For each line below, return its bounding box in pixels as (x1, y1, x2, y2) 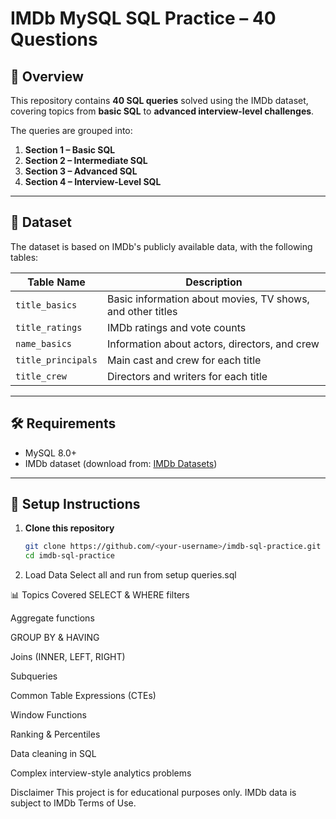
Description (185, 275, 243, 289)
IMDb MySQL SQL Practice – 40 (10, 7, 277, 30)
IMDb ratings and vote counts (106, 320, 247, 334)
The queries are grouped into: (10, 125, 133, 136)
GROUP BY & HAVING (10, 632, 100, 644)
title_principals (15, 354, 98, 366)
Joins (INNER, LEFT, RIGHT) (10, 651, 126, 663)
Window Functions (10, 709, 87, 721)
